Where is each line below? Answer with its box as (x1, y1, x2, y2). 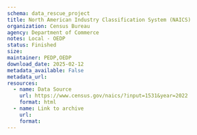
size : (7, 48, 23, 55)
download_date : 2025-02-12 (7, 61, 84, 67)
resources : (7, 80, 38, 87)
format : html (19, 99, 57, 106)
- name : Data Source (13, 86, 72, 93)
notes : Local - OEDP (7, 35, 66, 42)
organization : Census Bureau (7, 22, 90, 29)
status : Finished (7, 42, 57, 48)
